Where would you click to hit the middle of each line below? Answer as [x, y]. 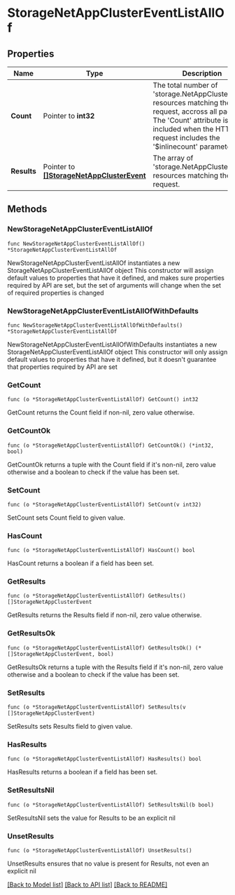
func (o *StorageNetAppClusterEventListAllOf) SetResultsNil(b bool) [111, 805]
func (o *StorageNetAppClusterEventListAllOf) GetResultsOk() [100, 648]
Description [202, 73]
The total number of [185, 85]
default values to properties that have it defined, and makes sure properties [116, 278]
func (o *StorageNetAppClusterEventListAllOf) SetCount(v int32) [104, 504]
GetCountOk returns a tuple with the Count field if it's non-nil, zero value [112, 464]
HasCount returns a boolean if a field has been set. [81, 563]
